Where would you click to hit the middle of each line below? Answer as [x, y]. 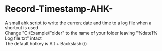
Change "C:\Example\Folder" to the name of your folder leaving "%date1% [81, 33]
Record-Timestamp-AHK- [59, 9]
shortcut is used [22, 27]
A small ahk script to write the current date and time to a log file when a [78, 23]
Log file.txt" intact [24, 38]
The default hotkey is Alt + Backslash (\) [46, 43]
